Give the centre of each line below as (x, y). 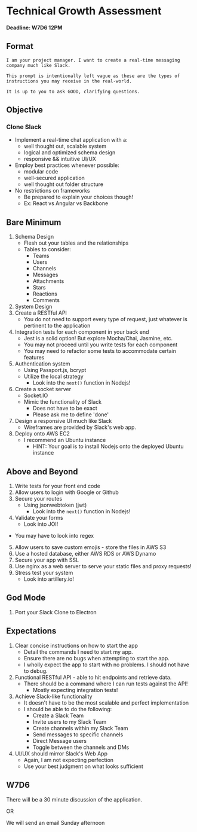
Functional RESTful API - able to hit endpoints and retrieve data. (93, 677)
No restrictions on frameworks (52, 191)
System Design (33, 307)
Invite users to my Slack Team (70, 721)
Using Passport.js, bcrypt (55, 370)
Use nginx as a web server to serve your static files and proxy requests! (103, 566)
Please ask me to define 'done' (71, 415)
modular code (41, 172)
